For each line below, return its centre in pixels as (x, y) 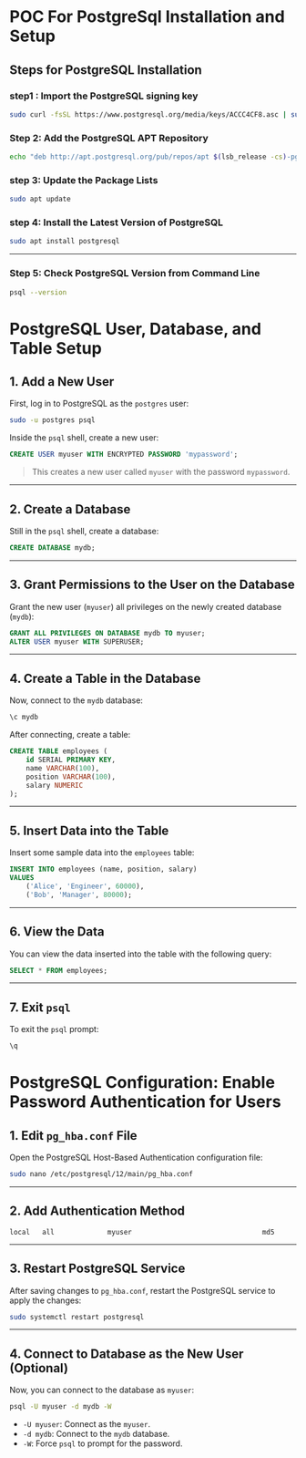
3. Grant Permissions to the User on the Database (153, 585)
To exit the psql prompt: (54, 1029)
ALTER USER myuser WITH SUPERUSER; (77, 641)
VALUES (22, 878)
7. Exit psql (40, 1007)
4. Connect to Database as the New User (127, 1354)
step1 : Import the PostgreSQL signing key (104, 96)
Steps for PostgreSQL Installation (106, 70)
